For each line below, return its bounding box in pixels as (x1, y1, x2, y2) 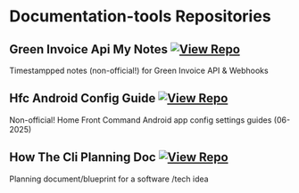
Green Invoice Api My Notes (9, 42, 168, 57)
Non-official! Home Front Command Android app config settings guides (9, 114, 272, 125)
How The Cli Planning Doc (9, 149, 156, 165)
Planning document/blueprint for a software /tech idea (9, 173, 209, 184)
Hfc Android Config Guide (9, 91, 156, 106)
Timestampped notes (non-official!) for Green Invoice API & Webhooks (9, 65, 270, 76)
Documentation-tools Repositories (9, 6, 271, 27)
